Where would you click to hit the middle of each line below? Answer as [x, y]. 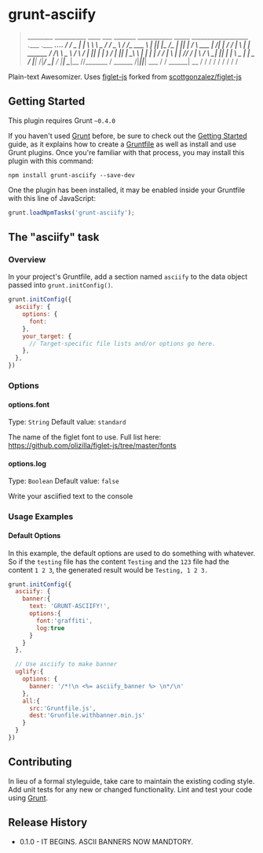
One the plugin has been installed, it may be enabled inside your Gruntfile [127, 190]
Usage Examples [41, 517]
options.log [27, 463]
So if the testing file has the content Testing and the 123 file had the [119, 562]
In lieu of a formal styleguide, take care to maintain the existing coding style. [131, 781]
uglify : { [29, 672]
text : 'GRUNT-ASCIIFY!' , [69, 606]
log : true [51, 628]
